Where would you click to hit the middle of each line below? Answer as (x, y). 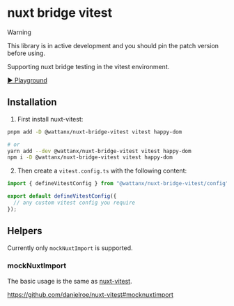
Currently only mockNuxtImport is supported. (70, 248)
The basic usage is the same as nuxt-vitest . (70, 281)
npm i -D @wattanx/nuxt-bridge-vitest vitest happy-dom (90, 158)
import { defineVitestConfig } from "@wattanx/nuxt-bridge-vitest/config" (118, 184)
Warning (19, 32)
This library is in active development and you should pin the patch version (113, 45)
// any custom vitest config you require (75, 203)
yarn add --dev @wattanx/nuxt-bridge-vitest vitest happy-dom (99, 151)
